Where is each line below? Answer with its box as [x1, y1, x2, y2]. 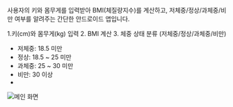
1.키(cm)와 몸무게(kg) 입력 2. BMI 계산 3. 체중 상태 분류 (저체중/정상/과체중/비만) [7, 30, 227, 38]
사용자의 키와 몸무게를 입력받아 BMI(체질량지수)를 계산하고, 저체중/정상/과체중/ [7, 6, 221, 14]
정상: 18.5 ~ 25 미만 [17, 53, 72, 61]
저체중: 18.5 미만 [17, 44, 63, 52]
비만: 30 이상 [17, 70, 54, 79]
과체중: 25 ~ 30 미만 [17, 62, 74, 69]
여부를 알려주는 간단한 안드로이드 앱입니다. [14, 15, 130, 23]
